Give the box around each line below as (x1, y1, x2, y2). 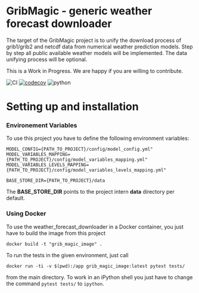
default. (6, 194, 26, 202)
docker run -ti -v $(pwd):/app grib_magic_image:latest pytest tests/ (6, 263, 185, 269)
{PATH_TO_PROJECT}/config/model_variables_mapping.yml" (6, 157, 148, 163)
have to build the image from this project (6, 229, 106, 237)
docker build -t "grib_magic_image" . (6, 241, 102, 247)
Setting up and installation (6, 100, 139, 114)
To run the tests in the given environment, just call (6, 251, 129, 258)
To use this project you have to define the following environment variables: (6, 135, 189, 142)
